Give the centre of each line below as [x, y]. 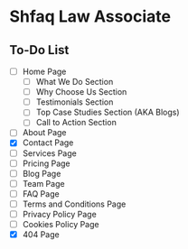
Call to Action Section [76, 123]
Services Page [49, 153]
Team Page [43, 183]
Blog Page [42, 173]
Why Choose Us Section [81, 92]
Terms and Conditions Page [74, 204]
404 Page [41, 235]
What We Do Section [75, 82]
